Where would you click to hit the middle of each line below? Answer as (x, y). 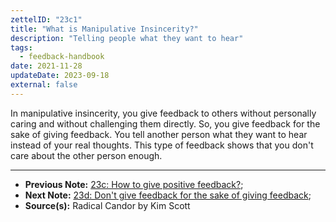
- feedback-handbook (62, 57)
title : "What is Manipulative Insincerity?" (104, 29)
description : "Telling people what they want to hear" (127, 38)
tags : (21, 47)
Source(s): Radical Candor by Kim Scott (107, 205)
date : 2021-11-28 (46, 66)
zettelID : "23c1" (46, 19)
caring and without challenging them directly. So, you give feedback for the (165, 123)
